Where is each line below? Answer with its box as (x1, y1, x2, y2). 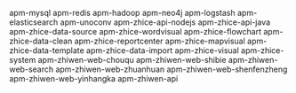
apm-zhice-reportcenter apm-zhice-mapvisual (74, 35, 246, 46)
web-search (9, 64, 54, 74)
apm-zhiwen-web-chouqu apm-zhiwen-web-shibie (37, 55, 227, 65)
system (9, 55, 36, 65)
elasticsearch (9, 17, 59, 27)
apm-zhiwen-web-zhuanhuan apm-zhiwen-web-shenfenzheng (55, 64, 288, 74)
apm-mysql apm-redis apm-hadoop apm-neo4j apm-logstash (9, 8, 236, 18)
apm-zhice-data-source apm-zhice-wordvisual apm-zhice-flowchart (9, 27, 262, 36)
